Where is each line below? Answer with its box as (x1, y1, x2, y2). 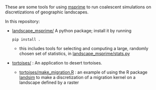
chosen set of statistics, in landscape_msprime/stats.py (19, 51, 130, 56)
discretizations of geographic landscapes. (5, 9, 89, 15)
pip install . (12, 37, 41, 42)
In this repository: (5, 19, 40, 24)
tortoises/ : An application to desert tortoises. (12, 60, 102, 65)
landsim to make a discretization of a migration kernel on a (19, 75, 136, 80)
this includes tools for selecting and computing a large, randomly (19, 46, 149, 51)
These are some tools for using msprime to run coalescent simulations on (5, 4, 151, 10)
